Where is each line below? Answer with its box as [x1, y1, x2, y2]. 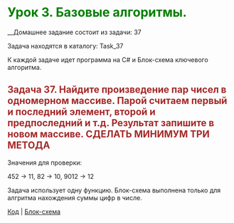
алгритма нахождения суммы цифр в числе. [7, 193, 142, 202]
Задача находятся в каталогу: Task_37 [7, 41, 124, 50]
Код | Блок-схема [7, 207, 61, 216]
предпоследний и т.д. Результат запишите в [7, 117, 215, 129]
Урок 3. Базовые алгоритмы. [7, 4, 187, 21]
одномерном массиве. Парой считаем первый [7, 95, 228, 107]
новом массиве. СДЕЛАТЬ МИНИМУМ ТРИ [7, 128, 210, 140]
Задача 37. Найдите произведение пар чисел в [7, 83, 227, 96]
